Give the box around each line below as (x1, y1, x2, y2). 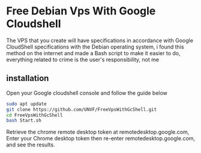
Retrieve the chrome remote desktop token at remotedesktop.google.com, (6, 128, 190, 136)
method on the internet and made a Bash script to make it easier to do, (6, 49, 181, 56)
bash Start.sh (6, 118, 42, 124)
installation (6, 73, 49, 83)
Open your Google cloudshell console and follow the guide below (6, 89, 168, 97)
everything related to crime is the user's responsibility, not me (6, 56, 160, 63)
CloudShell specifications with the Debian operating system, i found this (6, 43, 184, 50)
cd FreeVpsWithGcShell (6, 112, 63, 118)
